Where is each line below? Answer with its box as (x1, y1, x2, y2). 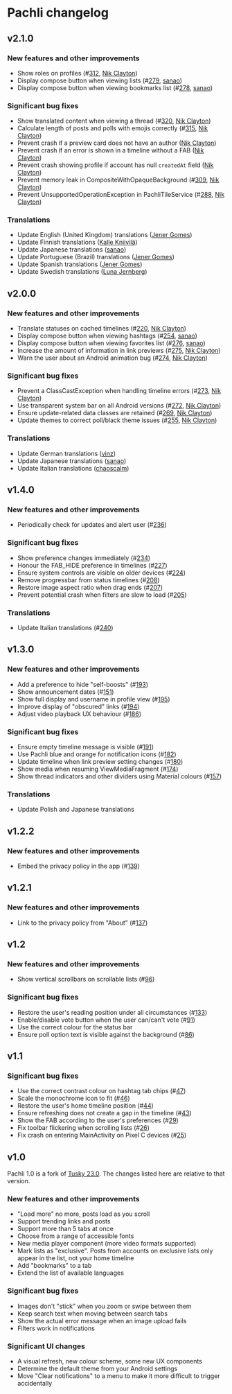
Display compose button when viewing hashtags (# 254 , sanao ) (17, 331, 197, 340)
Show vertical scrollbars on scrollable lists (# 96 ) (17, 975, 155, 984)
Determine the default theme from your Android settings (17, 1364, 178, 1373)
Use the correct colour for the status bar (17, 1022, 133, 1031)
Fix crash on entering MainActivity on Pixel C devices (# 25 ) (17, 1131, 187, 1140)
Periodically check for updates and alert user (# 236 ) (17, 521, 168, 529)
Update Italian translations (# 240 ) (17, 624, 114, 632)
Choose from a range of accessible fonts (17, 1232, 134, 1240)
